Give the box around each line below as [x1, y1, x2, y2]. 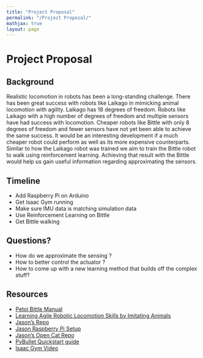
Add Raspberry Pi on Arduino [15, 192, 89, 200]
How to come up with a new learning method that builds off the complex [15, 264, 197, 272]
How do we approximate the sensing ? [15, 252, 112, 259]
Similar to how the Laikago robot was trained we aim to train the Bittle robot [6, 145, 196, 152]
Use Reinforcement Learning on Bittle [15, 212, 110, 219]
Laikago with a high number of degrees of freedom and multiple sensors [6, 113, 189, 120]
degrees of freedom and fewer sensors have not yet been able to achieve [6, 125, 191, 133]
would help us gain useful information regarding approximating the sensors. [6, 158, 197, 165]
